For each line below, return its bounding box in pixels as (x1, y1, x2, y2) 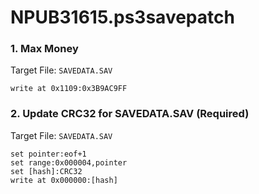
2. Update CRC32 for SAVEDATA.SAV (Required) (10, 107, 250, 121)
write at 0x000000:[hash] (10, 175, 118, 185)
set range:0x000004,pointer (10, 157, 128, 168)
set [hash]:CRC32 (10, 166, 83, 176)
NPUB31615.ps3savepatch (10, 6, 235, 29)
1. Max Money (10, 42, 79, 56)
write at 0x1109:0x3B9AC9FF (10, 84, 128, 94)
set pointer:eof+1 (10, 149, 87, 159)
